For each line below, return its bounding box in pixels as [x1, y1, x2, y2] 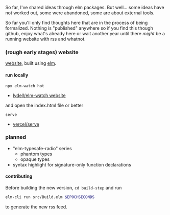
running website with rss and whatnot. [5, 36, 86, 42]
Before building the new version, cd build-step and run [5, 185, 122, 190]
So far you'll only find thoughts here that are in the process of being [5, 20, 148, 26]
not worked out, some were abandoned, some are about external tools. [5, 10, 155, 16]
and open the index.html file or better [5, 102, 84, 108]
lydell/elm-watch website [12, 92, 66, 99]
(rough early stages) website [5, 49, 79, 56]
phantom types [20, 151, 53, 157]
